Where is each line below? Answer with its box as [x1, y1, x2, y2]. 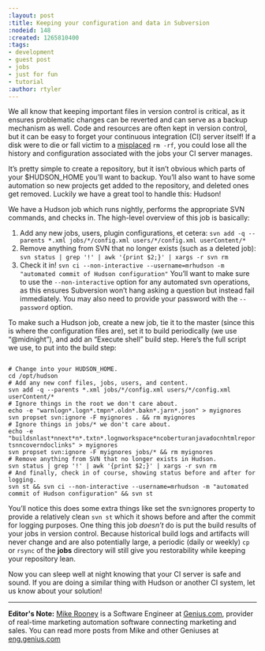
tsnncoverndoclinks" [8, 441, 77, 449]
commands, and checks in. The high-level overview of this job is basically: [8, 213, 250, 222]
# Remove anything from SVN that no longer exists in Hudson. [8, 456, 217, 464]
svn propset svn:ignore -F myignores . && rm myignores [8, 414, 196, 422]
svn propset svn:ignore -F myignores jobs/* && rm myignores [8, 449, 214, 456]
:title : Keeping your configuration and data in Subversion [8, 19, 211, 27]
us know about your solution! [8, 586, 103, 596]
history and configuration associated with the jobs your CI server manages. [8, 149, 253, 158]
